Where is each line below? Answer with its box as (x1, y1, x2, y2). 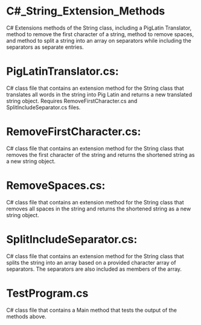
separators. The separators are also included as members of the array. (6, 265, 182, 273)
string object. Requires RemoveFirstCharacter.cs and (6, 97, 138, 104)
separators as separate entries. (6, 43, 85, 51)
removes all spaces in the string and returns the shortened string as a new (6, 205, 191, 212)
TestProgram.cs (6, 286, 89, 300)
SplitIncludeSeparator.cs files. (6, 104, 81, 111)
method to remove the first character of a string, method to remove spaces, (6, 30, 194, 37)
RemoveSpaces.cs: (6, 179, 106, 192)
